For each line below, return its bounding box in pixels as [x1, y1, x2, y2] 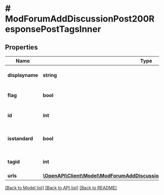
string [42, 72, 57, 78]
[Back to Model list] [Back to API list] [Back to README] [5, 185, 117, 191]
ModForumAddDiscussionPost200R [5, 13, 155, 24]
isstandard [7, 135, 33, 142]
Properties [5, 43, 38, 51]
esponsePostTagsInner [5, 24, 102, 35]
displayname [7, 72, 38, 78]
